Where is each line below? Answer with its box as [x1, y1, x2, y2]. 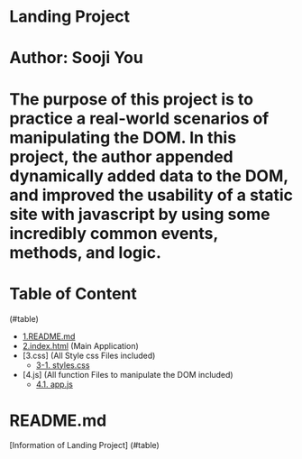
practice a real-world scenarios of [9, 108, 270, 128]
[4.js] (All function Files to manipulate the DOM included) [22, 369, 233, 380]
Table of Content [9, 283, 138, 304]
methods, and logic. [9, 242, 162, 262]
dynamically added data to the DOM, [9, 165, 288, 186]
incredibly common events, [9, 223, 218, 243]
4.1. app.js [35, 379, 74, 390]
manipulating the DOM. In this [9, 127, 237, 148]
